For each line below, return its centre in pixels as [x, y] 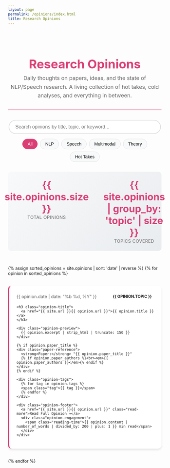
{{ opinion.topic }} [132, 296]
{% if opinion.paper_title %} [47, 345]
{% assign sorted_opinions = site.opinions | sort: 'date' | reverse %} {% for [83, 268]
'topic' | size [134, 220]
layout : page [21, 10]
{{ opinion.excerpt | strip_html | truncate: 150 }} [76, 332]
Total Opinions [47, 217]
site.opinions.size [47, 197]
